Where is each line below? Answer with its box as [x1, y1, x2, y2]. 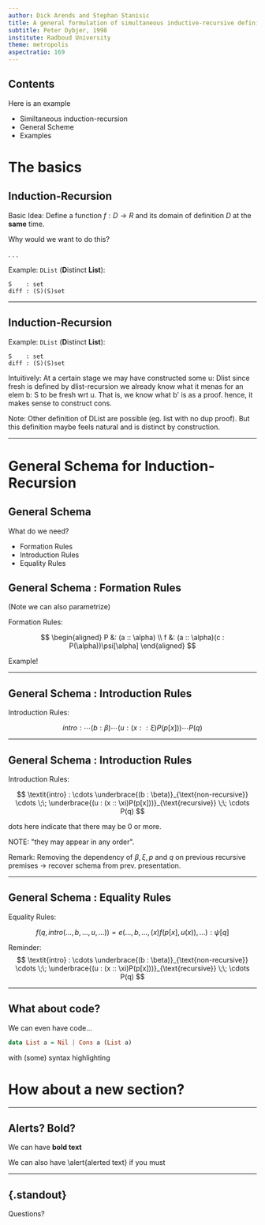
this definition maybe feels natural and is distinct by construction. [8, 422, 221, 432]
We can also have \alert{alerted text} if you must [8, 1158, 166, 1167]
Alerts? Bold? [8, 1121, 77, 1135]
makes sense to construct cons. [8, 398, 112, 408]
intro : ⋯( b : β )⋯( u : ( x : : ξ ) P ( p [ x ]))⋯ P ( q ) [62, 723, 203, 733]
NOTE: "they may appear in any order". [8, 837, 135, 846]
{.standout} [8, 1188, 67, 1201]
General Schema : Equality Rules [8, 891, 172, 905]
